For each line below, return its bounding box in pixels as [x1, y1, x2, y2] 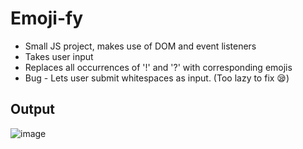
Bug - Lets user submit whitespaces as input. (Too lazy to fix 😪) [24, 72, 290, 84]
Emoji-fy [10, 7, 84, 30]
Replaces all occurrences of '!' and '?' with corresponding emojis [24, 61, 293, 73]
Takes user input [24, 50, 94, 62]
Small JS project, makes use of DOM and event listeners [24, 40, 257, 52]
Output [10, 101, 55, 118]
